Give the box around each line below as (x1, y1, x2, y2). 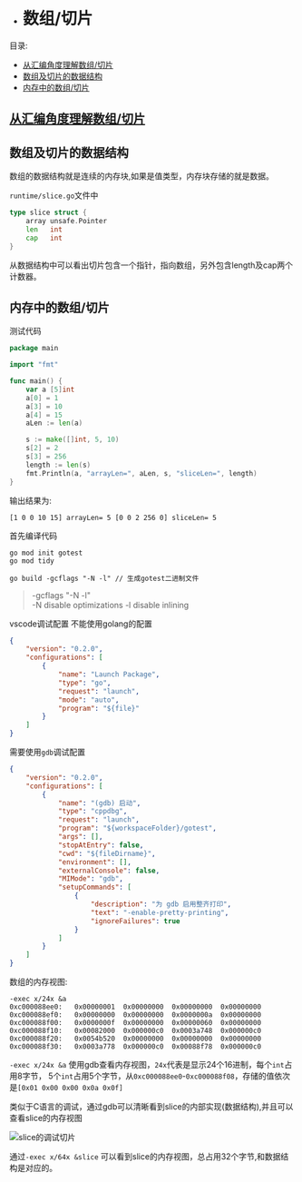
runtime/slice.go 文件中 (9, 190, 99, 201)
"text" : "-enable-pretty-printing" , (90, 908, 229, 917)
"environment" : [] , (57, 857, 132, 867)
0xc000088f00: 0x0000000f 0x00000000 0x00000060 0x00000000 (9, 1019, 261, 1028)
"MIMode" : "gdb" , (57, 874, 124, 883)
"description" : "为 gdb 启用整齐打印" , (90, 900, 232, 909)
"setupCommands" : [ (57, 882, 132, 892)
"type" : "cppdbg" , (57, 807, 128, 816)
